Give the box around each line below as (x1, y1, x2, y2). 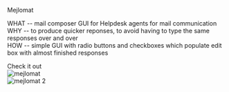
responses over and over (7, 34, 78, 42)
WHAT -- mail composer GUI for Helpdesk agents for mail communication (7, 19, 217, 27)
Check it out (7, 62, 42, 70)
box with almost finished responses (7, 48, 109, 57)
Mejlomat (7, 6, 34, 14)
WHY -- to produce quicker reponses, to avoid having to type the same (7, 27, 210, 35)
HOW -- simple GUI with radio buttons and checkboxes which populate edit (7, 42, 223, 49)
